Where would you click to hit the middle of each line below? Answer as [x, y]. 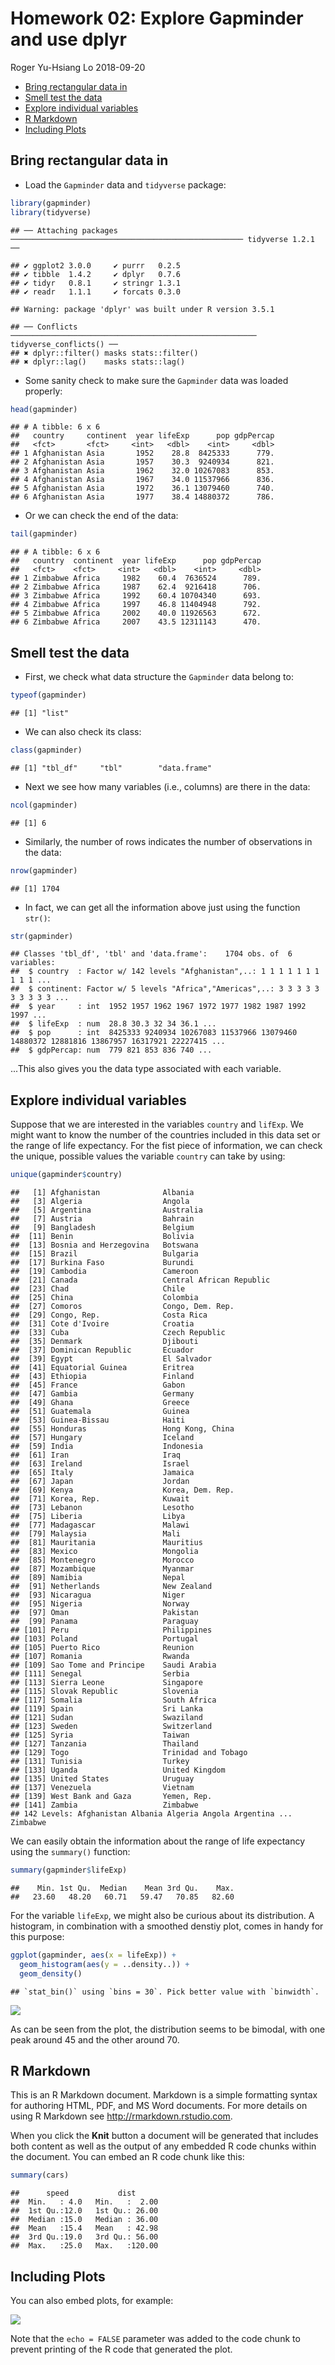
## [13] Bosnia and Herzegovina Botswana [104, 1245]
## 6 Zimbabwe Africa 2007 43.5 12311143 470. [136, 622]
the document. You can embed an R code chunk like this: [127, 2157]
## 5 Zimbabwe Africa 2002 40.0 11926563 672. [136, 613]
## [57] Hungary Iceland [102, 1438]
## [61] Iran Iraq [96, 1455]
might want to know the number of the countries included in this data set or [165, 1135]
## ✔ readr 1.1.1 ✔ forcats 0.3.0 [96, 292]
